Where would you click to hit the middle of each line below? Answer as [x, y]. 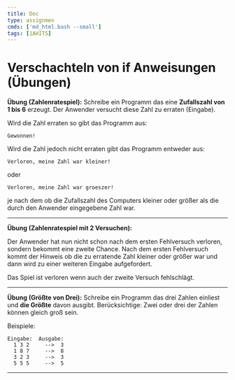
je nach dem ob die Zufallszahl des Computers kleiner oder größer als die [113, 201]
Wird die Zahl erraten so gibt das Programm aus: [77, 123]
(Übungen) [39, 83]
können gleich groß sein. [43, 313]
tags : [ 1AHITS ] [29, 33]
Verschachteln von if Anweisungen [112, 68]
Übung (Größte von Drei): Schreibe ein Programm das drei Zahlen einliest [114, 297]
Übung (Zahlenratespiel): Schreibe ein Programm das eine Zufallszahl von [116, 102]
